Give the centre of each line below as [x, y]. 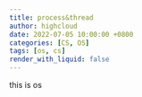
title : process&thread [51, 18]
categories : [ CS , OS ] [50, 43]
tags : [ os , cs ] [38, 51]
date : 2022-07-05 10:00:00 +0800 [71, 34]
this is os [26, 85]
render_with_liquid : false [59, 59]
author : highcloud [43, 26]
